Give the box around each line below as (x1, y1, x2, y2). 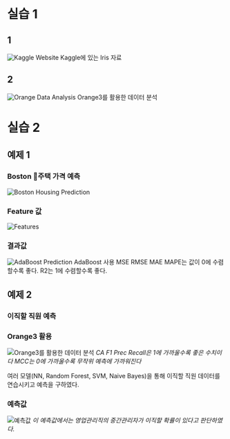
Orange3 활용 (7, 331, 52, 341)
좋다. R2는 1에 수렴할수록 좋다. (25, 266, 108, 275)
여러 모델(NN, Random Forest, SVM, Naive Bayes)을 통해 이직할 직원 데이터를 (7, 371, 221, 380)
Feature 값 (7, 206, 42, 216)
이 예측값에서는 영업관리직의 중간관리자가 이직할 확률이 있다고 (32, 416, 199, 425)
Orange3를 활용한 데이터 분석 (77, 92, 157, 101)
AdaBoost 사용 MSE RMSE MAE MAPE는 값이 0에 (73, 258, 211, 266)
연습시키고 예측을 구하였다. (7, 380, 79, 389)
